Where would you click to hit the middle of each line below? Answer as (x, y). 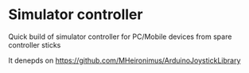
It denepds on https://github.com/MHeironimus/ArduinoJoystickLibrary (124, 60)
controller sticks (35, 44)
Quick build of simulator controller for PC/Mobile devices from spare (120, 36)
